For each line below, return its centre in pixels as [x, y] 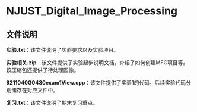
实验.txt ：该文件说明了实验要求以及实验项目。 [63, 50]
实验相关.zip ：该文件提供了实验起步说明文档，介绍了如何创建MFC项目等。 [97, 63]
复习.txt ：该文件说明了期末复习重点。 [52, 103]
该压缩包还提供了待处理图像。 [42, 70]
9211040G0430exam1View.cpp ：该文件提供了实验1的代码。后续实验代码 [96, 83]
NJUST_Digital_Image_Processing [92, 11]
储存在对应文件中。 [34, 90]
